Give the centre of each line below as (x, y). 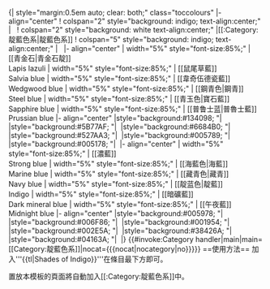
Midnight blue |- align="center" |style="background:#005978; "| (116, 214)
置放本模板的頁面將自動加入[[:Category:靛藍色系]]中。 (99, 276)
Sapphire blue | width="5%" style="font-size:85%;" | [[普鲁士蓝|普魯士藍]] (133, 109)
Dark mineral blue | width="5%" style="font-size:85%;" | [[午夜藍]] (120, 204)
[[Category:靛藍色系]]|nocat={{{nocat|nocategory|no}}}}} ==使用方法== (129, 249)
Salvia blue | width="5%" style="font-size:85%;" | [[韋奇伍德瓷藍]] (120, 78)
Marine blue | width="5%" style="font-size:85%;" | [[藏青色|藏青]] (119, 174)
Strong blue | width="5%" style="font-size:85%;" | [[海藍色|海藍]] (118, 164)
